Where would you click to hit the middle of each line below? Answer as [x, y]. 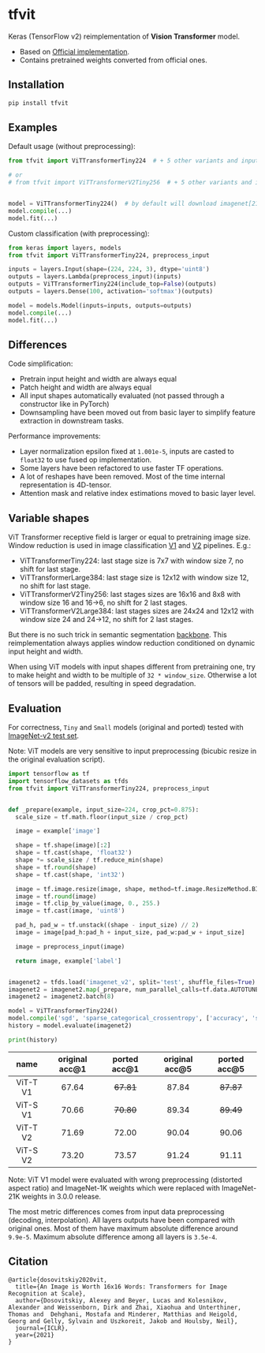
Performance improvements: [54, 436]
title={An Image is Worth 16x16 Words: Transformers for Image [121, 1287]
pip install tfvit [38, 103]
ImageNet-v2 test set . [44, 736]
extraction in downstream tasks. [72, 421]
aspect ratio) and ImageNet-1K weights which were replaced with [114, 1187]
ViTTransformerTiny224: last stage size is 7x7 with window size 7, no [132, 561]
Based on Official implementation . [75, 51]
